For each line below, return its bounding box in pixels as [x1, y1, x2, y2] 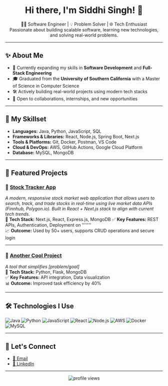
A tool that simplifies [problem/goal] [5, 263, 80, 270]
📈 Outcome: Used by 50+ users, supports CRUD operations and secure [5, 228, 154, 234]
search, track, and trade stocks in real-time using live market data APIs [5, 201, 152, 207]
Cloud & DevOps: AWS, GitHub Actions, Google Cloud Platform [12, 144, 143, 150]
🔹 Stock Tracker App [5, 183, 56, 190]
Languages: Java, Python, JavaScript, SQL [12, 128, 101, 134]
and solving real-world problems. [49, 32, 118, 38]
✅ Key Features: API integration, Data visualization [5, 274, 110, 280]
